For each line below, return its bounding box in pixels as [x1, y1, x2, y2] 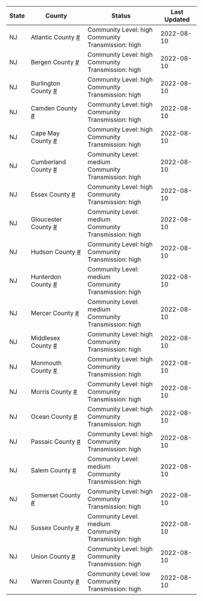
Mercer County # [30, 309, 80, 317]
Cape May [30, 129, 60, 137]
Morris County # [30, 388, 77, 395]
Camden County [30, 104, 77, 112]
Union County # [30, 553, 76, 560]
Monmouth [30, 359, 62, 367]
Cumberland [30, 158, 66, 166]
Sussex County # [30, 524, 80, 531]
